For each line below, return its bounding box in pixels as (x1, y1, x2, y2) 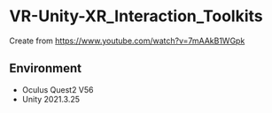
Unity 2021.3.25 (21, 94, 81, 104)
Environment (9, 61, 82, 76)
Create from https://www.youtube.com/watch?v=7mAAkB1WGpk (9, 35, 245, 46)
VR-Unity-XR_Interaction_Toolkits (9, 6, 263, 26)
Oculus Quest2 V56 (21, 84, 95, 94)
